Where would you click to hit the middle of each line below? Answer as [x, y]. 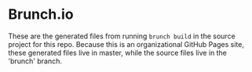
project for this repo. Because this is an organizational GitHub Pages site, [126, 44]
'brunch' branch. [35, 61]
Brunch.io [41, 14]
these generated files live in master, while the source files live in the [118, 52]
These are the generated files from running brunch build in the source [122, 36]
